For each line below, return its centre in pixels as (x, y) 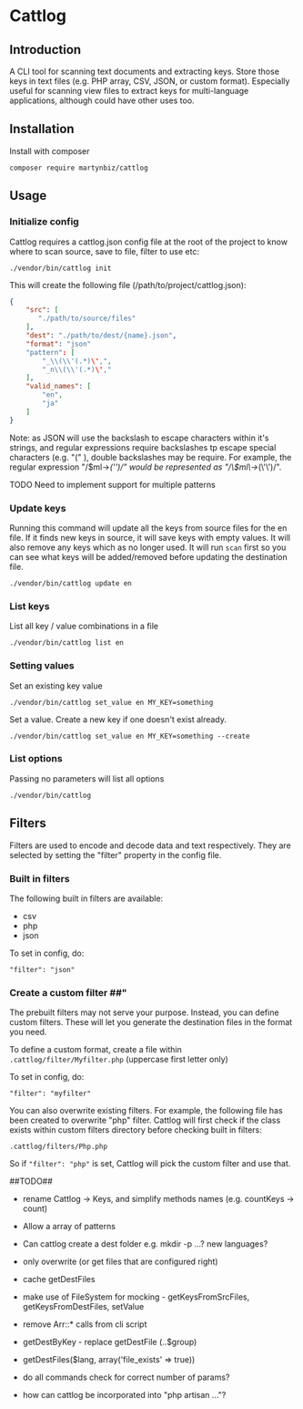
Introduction (45, 50)
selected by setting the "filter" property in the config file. (116, 855)
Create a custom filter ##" (68, 992)
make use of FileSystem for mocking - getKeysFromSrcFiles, (136, 1297)
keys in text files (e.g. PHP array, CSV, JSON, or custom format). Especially (150, 81)
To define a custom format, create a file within (96, 1050)
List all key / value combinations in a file (84, 627)
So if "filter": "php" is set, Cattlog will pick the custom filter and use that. (150, 1164)
